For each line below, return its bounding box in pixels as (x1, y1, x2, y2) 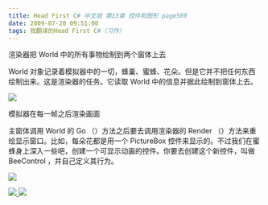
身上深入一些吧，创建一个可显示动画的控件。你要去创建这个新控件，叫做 (14, 146, 255, 156)
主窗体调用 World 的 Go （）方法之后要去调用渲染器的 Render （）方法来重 (8, 126, 257, 136)
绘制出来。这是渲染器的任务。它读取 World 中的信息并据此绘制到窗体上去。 (8, 77, 258, 87)
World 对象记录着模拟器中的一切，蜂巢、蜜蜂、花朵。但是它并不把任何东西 (8, 67, 256, 76)
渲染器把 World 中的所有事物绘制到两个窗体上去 (8, 50, 167, 59)
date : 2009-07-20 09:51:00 (8, 19, 99, 27)
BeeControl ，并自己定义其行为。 (8, 156, 118, 166)
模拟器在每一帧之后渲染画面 (8, 109, 101, 119)
